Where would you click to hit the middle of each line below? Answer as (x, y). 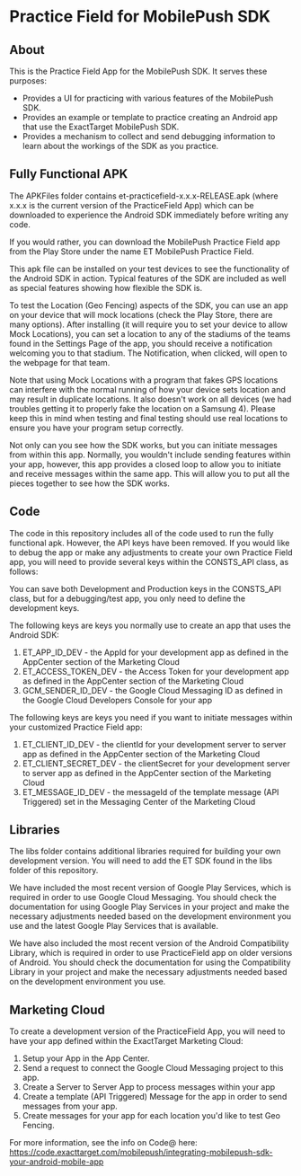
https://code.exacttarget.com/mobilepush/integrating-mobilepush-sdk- (141, 1153)
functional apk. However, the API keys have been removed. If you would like (150, 543)
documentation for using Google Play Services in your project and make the (150, 907)
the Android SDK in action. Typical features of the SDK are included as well (148, 278)
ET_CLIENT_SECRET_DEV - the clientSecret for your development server (156, 763)
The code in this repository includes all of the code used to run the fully (142, 533)
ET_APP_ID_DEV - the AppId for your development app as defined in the (155, 652)
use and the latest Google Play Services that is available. (114, 926)
